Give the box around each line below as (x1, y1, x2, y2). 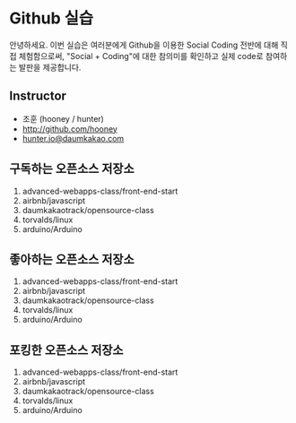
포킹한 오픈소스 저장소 (9, 342, 124, 358)
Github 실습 (9, 8, 94, 29)
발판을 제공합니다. (18, 62, 82, 73)
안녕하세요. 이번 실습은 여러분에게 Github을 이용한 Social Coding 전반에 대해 (9, 39, 279, 50)
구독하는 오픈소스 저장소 (9, 161, 135, 177)
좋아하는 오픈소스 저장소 (9, 252, 135, 267)
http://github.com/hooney (22, 123, 118, 134)
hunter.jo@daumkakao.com (22, 133, 125, 143)
